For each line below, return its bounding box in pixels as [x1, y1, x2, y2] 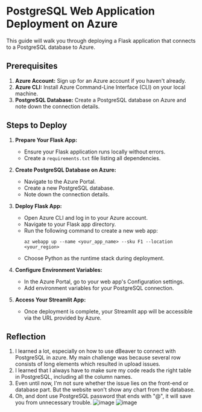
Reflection [6, 331, 46, 342]
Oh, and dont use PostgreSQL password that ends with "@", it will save [14, 393, 192, 400]
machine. [14, 89, 39, 97]
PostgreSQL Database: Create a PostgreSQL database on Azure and [14, 96, 186, 103]
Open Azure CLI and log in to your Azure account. [24, 214, 148, 221]
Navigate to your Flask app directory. [24, 220, 116, 228]
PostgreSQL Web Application [6, 4, 155, 18]
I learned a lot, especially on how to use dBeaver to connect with [14, 347, 176, 355]
